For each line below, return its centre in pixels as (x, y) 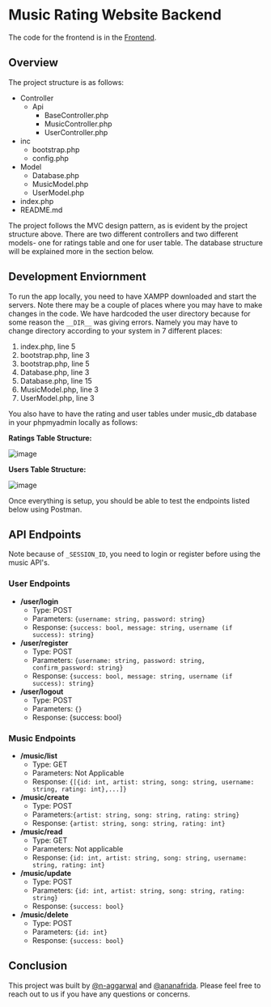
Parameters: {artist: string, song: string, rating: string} (136, 814)
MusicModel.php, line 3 (59, 389)
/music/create (44, 797)
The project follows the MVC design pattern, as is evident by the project (128, 225)
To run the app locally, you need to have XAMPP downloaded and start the (133, 296)
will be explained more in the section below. (81, 251)
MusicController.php (78, 124)
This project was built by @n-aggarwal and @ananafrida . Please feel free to (135, 985)
